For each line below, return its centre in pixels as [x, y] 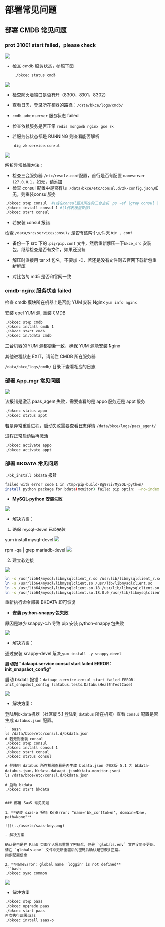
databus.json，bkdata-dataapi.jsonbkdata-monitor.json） [64, 771]
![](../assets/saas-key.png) [35, 826]
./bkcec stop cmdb [24, 322]
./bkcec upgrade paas [27, 906]
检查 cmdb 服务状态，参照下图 [43, 66]
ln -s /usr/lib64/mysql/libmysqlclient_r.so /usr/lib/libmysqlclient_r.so [83, 579]
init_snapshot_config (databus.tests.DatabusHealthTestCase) [69, 685]
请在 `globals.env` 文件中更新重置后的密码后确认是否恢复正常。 [64, 850]
